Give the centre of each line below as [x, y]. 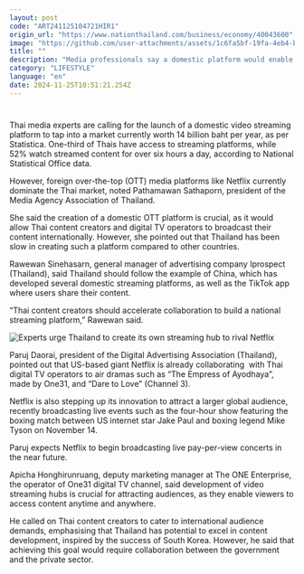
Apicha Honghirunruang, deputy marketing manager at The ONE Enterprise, [151, 475]
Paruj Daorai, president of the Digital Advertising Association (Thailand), [143, 354]
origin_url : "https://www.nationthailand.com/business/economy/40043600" [152, 34]
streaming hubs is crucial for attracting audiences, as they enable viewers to [152, 494]
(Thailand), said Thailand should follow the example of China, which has [143, 273]
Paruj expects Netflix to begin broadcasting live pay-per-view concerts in [146, 447]
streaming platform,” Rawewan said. [76, 320]
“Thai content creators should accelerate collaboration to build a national [145, 310]
